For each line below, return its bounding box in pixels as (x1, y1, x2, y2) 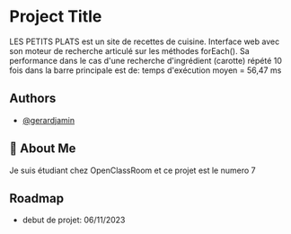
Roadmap (9, 191, 65, 206)
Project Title (9, 6, 102, 27)
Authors (9, 91, 57, 106)
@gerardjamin (22, 114, 75, 125)
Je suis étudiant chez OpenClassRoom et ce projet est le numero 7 (9, 165, 256, 175)
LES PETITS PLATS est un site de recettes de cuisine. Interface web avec (9, 36, 280, 47)
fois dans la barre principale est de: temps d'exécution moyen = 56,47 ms (9, 65, 282, 76)
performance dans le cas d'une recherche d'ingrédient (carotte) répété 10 (9, 55, 283, 66)
